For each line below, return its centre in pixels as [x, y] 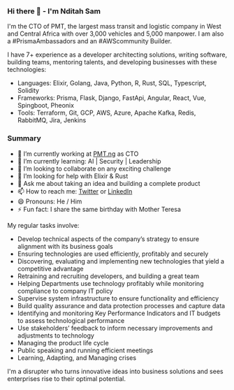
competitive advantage [50, 268]
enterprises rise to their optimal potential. [66, 378]
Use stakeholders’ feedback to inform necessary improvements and [115, 328]
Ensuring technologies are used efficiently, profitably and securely [113, 254]
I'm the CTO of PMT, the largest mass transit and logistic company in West [114, 27]
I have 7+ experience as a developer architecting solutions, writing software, [117, 55]
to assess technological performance [71, 320]
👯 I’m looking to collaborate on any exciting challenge [94, 168]
